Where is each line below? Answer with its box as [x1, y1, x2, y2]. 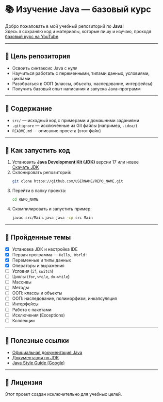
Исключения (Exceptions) [12, 312, 65, 318]
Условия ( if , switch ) [12, 268, 54, 274]
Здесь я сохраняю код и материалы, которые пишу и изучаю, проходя [5, 28, 151, 34]
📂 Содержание [5, 105, 52, 113]
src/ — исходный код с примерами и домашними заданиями [12, 117, 140, 123]
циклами [12, 75, 31, 81]
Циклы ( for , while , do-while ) [12, 274, 70, 280]
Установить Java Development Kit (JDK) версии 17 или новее [12, 159, 139, 165]
